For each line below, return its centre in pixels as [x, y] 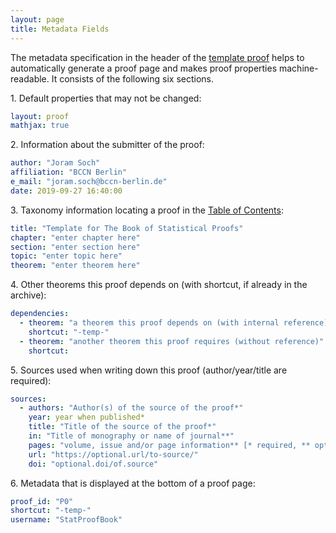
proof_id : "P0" [42, 501]
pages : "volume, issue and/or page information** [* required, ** [169, 445]
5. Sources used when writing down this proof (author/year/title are [149, 370]
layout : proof [40, 116]
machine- [298, 68]
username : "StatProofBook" [66, 520]
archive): [28, 295]
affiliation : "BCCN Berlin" [69, 172]
